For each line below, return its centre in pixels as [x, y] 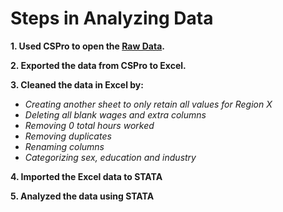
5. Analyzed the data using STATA [82, 196]
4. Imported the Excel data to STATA [86, 176]
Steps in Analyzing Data [112, 18]
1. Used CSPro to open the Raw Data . [87, 46]
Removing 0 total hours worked [89, 125]
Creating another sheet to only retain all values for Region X [148, 104]
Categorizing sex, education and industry [110, 157]
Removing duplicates [68, 136]
